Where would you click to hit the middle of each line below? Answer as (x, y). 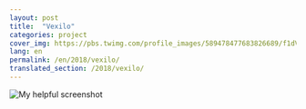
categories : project (49, 35)
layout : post (34, 18)
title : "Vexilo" (42, 26)
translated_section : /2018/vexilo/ (77, 69)
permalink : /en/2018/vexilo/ (65, 60)
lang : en (26, 52)
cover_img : (30, 43)
